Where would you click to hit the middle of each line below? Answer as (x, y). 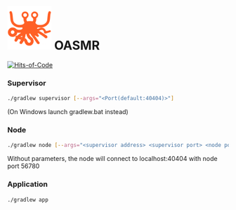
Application (27, 184)
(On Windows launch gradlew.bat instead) (68, 112)
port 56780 (24, 166)
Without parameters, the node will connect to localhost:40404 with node (112, 159)
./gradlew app (28, 199)
